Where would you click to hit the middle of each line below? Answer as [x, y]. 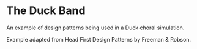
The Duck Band [46, 11]
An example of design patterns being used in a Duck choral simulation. [95, 28]
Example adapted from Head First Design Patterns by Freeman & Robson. [99, 39]
